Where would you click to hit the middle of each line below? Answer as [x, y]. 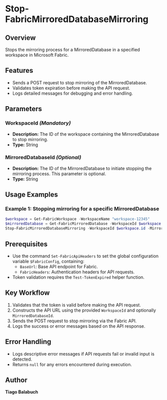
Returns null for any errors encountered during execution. [72, 364]
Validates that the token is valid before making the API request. [77, 305]
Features [19, 71]
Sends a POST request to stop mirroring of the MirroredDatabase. [80, 82]
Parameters [24, 109]
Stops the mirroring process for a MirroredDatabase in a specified [73, 50]
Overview [21, 38]
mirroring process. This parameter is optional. [59, 174]
